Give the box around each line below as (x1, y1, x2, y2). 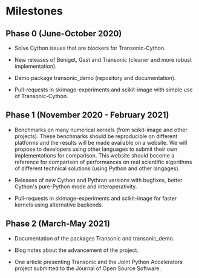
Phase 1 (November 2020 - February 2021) (5, 110, 169, 121)
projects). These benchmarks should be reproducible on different (14, 132, 178, 140)
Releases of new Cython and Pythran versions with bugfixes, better (14, 176, 183, 184)
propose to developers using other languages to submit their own (14, 145, 178, 153)
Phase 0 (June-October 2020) (5, 28, 122, 39)
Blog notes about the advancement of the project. (14, 247, 139, 254)
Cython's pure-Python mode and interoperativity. (14, 183, 137, 190)
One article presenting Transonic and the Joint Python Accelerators (14, 258, 183, 265)
